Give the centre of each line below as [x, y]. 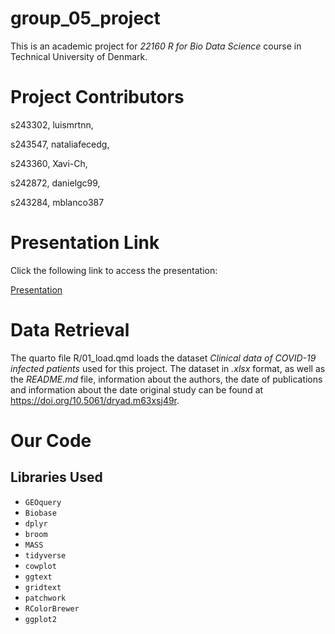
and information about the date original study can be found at [137, 389]
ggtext [38, 577]
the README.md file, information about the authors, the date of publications [166, 379]
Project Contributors [97, 97]
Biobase [40, 513]
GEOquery [43, 502]
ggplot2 [40, 619]
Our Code [51, 440]
